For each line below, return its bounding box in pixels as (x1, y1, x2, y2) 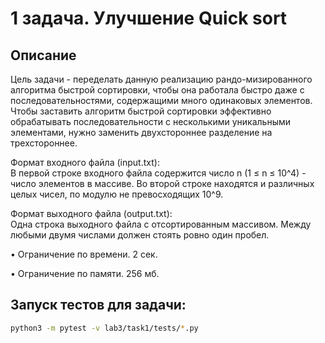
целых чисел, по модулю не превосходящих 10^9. (10, 188, 224, 200)
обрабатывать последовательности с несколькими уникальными (10, 116, 292, 127)
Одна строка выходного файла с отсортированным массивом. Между (10, 218, 312, 230)
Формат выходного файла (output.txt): (10, 208, 173, 219)
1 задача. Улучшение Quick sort (10, 7, 288, 30)
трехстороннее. (10, 137, 78, 149)
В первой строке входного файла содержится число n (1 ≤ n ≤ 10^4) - (10, 167, 307, 179)
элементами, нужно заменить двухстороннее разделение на (10, 127, 273, 138)
